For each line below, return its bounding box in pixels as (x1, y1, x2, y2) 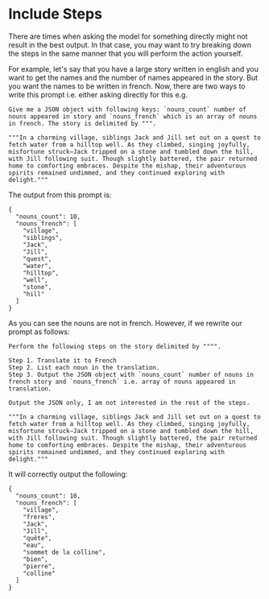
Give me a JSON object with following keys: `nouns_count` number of (8, 105, 247, 114)
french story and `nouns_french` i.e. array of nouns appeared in (8, 378, 236, 386)
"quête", (23, 534, 52, 542)
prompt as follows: (8, 327, 70, 337)
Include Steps (8, 5, 103, 23)
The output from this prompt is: (8, 190, 112, 200)
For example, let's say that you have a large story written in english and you (8, 64, 259, 73)
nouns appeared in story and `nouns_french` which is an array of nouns (8, 112, 258, 121)
